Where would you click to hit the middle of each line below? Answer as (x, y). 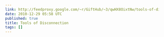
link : (10, 9)
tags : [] (14, 27)
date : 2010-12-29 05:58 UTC (34, 14)
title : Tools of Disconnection (37, 23)
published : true (21, 18)
